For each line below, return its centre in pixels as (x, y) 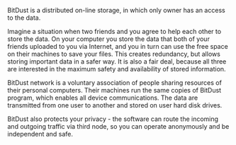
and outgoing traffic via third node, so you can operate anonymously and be (118, 126)
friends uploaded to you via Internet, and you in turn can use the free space (118, 46)
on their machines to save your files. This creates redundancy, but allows (114, 54)
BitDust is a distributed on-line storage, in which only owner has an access (116, 10)
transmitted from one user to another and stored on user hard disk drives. (115, 105)
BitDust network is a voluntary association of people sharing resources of (114, 83)
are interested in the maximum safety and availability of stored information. (117, 69)
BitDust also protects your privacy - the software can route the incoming (113, 119)
